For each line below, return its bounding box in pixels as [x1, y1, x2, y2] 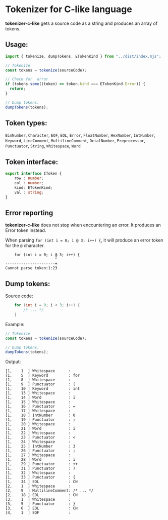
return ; [10, 86, 26, 92]
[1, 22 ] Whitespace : [5, 430, 71, 436]
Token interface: [5, 157, 59, 166]
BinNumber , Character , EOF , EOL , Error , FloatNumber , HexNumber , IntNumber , [5, 132, 155, 138]
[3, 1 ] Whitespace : [5, 497, 71, 502]
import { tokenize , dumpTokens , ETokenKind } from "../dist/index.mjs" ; [5, 54, 161, 59]
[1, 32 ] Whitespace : [5, 470, 71, 475]
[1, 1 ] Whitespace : [5, 369, 71, 374]
